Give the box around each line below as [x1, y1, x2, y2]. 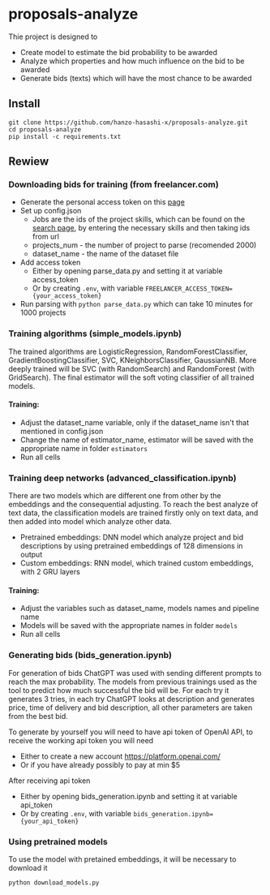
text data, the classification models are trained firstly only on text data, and [8, 508, 259, 518]
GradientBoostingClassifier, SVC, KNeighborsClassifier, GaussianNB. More [8, 355, 257, 365]
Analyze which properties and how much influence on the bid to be [19, 56, 245, 66]
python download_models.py [8, 879, 100, 887]
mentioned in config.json [19, 426, 104, 436]
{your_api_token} [19, 817, 79, 825]
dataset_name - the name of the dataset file [32, 249, 179, 259]
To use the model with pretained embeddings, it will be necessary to [8, 854, 237, 864]
